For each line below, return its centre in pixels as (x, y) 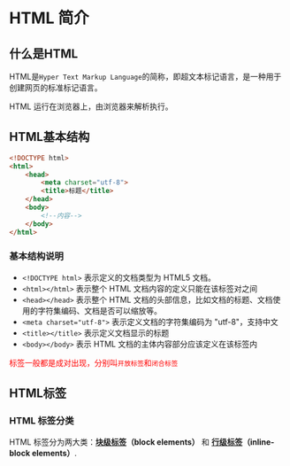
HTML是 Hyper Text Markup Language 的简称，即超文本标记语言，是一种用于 (145, 77)
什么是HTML (44, 54)
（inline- (258, 442)
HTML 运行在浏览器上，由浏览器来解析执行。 (91, 106)
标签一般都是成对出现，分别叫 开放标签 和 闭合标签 (94, 362)
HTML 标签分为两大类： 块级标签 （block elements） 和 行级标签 (126, 442)
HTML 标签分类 (42, 421)
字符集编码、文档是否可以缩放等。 (99, 310)
